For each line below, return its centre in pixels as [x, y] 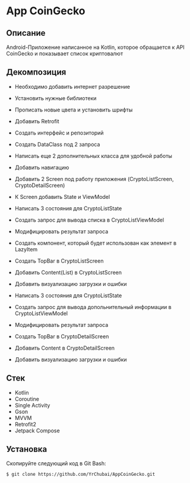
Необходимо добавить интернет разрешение [72, 86]
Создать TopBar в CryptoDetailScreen [62, 336]
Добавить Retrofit [37, 121]
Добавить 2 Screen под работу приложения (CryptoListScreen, [94, 179]
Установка [27, 449]
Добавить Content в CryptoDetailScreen [64, 348]
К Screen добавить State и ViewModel [62, 197]
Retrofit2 [26, 424]
